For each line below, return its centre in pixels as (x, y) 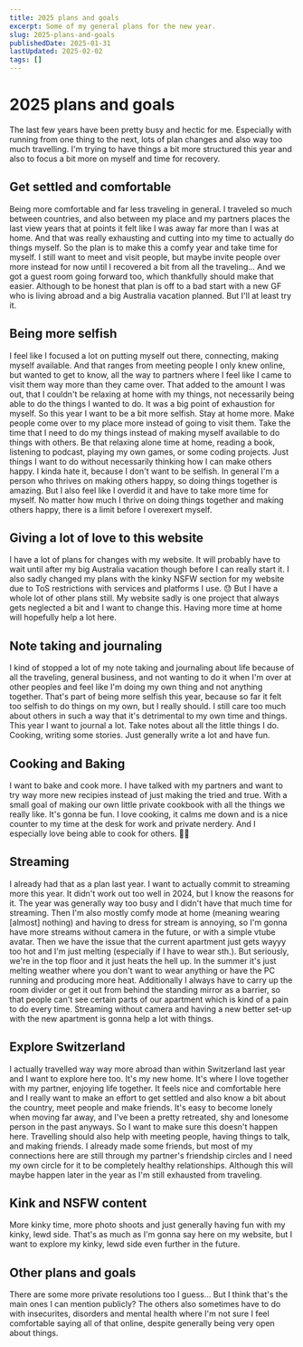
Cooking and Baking (67, 763)
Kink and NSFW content (78, 1203)
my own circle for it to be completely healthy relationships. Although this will (151, 1165)
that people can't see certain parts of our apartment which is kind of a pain (149, 999)
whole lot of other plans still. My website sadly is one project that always (144, 598)
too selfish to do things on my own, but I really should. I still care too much (148, 707)
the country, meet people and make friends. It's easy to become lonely (141, 1107)
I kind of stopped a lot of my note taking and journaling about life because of (152, 668)
